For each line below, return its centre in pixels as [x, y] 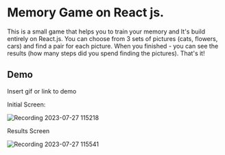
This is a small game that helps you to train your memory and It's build [106, 31]
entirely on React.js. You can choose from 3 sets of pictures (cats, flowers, [113, 38]
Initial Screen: [26, 104]
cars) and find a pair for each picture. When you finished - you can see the [113, 46]
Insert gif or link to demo [42, 91]
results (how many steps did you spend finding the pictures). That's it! [106, 53]
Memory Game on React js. [86, 13]
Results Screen [28, 130]
